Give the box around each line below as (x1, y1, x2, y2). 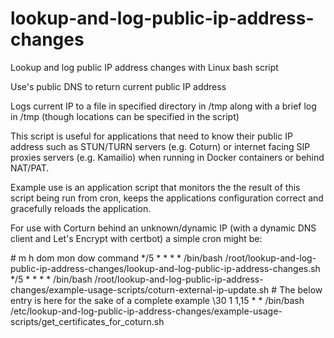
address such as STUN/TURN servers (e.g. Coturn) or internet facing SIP (10, 140, 311, 152)
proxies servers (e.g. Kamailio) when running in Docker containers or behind (10, 151, 325, 163)
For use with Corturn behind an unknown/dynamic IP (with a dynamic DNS (10, 222, 317, 234)
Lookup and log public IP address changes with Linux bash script (10, 61, 279, 73)
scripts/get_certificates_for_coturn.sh (10, 315, 165, 327)
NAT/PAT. (10, 162, 50, 174)
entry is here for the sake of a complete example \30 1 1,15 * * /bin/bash (10, 294, 305, 306)
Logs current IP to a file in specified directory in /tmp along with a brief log (10, 100, 317, 112)
